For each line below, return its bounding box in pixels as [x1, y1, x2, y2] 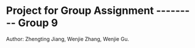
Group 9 [18, 16, 58, 29]
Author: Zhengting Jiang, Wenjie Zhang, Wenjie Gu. [6, 35, 130, 42]
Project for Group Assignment [6, 4, 154, 17]
